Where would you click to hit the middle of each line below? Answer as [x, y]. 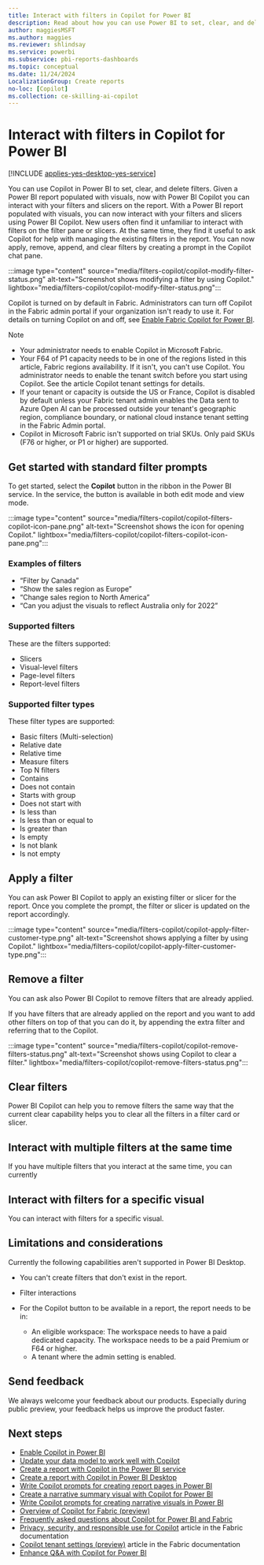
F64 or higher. [54, 1348]
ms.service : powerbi [42, 52]
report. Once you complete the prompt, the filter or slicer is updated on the [129, 906]
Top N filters [40, 770]
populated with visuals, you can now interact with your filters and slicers [125, 214]
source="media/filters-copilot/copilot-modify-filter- [171, 271]
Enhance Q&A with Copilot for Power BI [83, 1553]
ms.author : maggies [40, 37]
